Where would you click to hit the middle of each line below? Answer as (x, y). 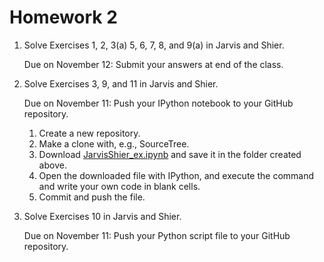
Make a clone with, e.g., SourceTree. (114, 143)
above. (52, 165)
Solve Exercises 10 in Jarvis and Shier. (102, 216)
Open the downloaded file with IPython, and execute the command (176, 175)
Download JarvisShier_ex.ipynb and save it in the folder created (170, 154)
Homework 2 (63, 17)
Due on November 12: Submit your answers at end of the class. (153, 64)
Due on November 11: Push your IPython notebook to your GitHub (158, 103)
